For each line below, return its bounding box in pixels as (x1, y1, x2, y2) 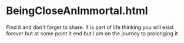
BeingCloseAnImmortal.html (6, 4, 148, 18)
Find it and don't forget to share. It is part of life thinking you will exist (6, 24, 174, 31)
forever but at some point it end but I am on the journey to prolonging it (6, 29, 178, 37)
